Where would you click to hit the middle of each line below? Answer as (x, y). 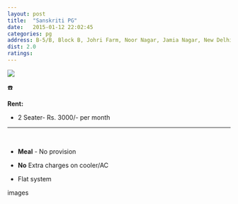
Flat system (34, 178)
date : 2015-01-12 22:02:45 (50, 27)
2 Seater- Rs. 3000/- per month (64, 117)
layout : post (27, 14)
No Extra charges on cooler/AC (63, 165)
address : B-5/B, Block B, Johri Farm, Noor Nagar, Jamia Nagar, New (110, 40)
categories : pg (30, 34)
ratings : (20, 54)
